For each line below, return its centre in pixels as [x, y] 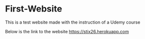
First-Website [34, 9]
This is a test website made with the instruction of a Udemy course [73, 22]
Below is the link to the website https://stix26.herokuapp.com [67, 31]
